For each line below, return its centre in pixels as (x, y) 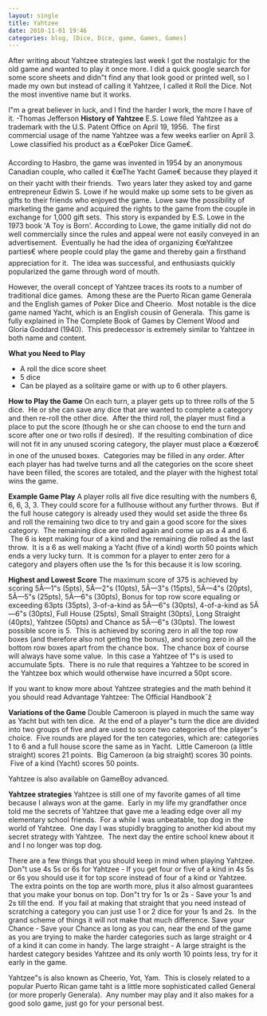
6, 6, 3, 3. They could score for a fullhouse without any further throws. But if (134, 505)
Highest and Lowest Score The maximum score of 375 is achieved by (123, 580)
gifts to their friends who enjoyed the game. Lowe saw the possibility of (127, 200)
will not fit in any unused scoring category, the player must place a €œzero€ (134, 445)
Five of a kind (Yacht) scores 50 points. (75, 764)
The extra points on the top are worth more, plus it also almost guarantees (132, 886)
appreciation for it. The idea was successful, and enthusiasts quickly (122, 263)
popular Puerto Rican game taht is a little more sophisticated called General (132, 986)
